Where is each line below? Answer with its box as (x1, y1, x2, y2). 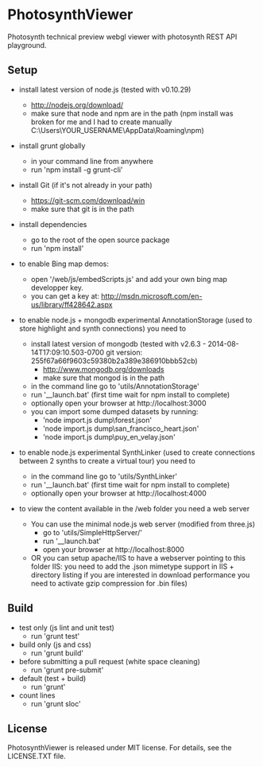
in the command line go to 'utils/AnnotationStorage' (30, 381, 199, 391)
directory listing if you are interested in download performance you (30, 569, 250, 579)
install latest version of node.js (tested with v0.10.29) (18, 84, 191, 94)
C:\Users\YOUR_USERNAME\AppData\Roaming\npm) (30, 125, 204, 135)
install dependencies (18, 219, 87, 229)
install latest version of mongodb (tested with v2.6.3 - (30, 338, 207, 348)
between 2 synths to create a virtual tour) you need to (18, 456, 195, 465)
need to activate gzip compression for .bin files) (30, 578, 188, 588)
